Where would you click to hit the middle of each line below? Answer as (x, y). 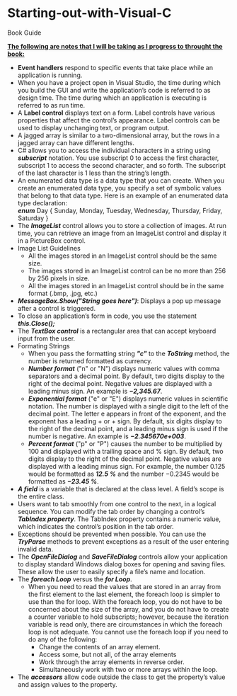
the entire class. (41, 496)
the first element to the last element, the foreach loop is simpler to (124, 594)
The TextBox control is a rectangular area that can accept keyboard (117, 331)
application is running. (50, 75)
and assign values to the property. (68, 684)
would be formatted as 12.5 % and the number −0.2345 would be (123, 474)
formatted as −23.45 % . (63, 481)
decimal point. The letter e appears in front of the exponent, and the (127, 413)
